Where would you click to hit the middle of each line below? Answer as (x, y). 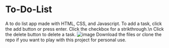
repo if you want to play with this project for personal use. (66, 40)
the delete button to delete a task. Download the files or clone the (83, 34)
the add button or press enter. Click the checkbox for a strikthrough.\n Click (84, 29)
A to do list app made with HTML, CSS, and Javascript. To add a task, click (83, 23)
